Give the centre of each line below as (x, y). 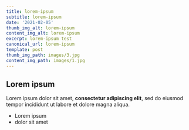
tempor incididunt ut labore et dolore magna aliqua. (68, 105)
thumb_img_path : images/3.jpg (43, 55)
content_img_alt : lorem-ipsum (43, 33)
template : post (25, 50)
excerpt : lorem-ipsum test (39, 39)
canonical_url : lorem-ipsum (41, 45)
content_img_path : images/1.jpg (45, 60)
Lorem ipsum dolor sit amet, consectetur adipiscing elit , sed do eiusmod (95, 98)
